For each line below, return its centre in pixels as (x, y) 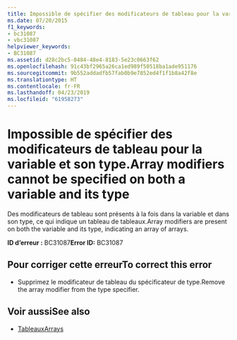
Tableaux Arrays (41, 329)
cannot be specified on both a (96, 179)
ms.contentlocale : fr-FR (44, 86)
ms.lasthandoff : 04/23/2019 (49, 93)
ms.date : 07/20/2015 (38, 20)
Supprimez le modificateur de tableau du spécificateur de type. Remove (121, 282)
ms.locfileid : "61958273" (45, 100)
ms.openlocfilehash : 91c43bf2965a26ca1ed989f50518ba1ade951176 (102, 66)
